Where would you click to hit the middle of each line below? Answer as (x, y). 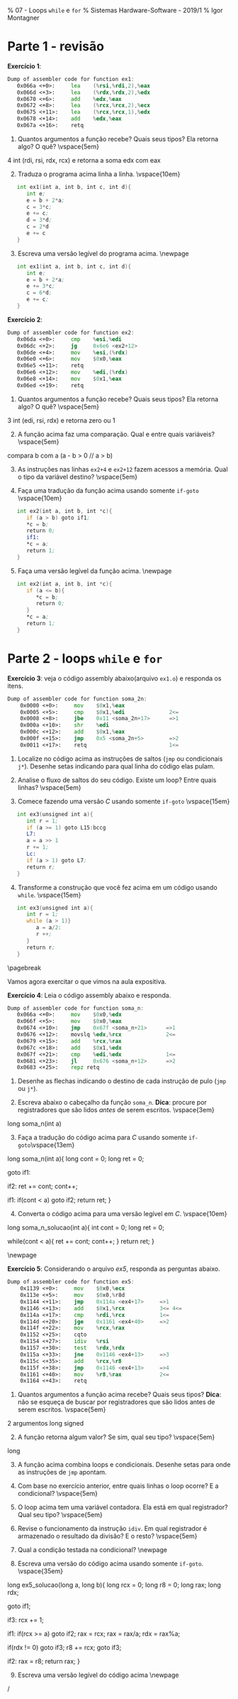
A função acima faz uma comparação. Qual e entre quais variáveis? (116, 434)
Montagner (24, 18)
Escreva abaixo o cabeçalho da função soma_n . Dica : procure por (112, 1102)
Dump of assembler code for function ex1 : (71, 79)
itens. (15, 685)
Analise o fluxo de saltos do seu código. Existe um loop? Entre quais (117, 780)
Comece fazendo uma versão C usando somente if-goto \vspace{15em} (124, 801)
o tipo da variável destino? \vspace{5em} (78, 477)
